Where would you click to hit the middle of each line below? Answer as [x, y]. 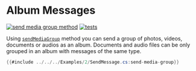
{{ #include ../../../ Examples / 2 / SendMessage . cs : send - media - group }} [93, 62]
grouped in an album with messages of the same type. [74, 51]
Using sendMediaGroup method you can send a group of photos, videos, [94, 38]
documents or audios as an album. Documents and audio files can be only [98, 45]
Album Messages [51, 10]
